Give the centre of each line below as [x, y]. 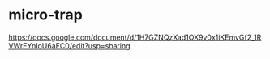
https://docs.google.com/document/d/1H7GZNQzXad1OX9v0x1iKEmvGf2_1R [135, 37]
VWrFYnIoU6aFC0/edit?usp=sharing [69, 45]
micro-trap [45, 15]
